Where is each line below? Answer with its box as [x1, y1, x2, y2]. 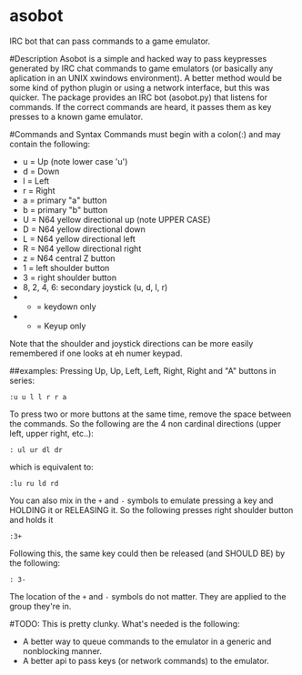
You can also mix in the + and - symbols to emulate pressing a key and [9, 495, 274, 506]
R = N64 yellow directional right [22, 243, 142, 254]
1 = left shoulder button [22, 262, 110, 273]
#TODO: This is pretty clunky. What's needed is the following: [9, 618, 240, 629]
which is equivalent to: [9, 461, 94, 472]
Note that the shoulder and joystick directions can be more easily [9, 337, 254, 348]
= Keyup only [35, 320, 86, 331]
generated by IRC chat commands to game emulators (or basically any [9, 63, 274, 74]
